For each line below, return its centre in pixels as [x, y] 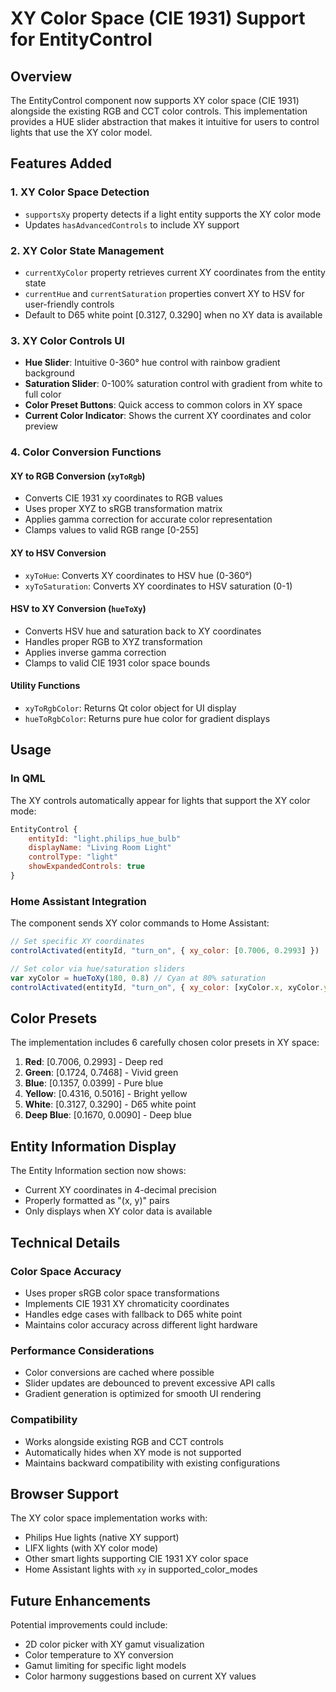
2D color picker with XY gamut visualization [114, 1644]
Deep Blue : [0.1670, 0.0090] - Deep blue [108, 1115]
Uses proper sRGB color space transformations [122, 1293]
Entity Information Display [93, 1146]
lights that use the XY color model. [81, 132]
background [49, 373]
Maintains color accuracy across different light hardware [141, 1324]
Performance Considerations [82, 1350]
